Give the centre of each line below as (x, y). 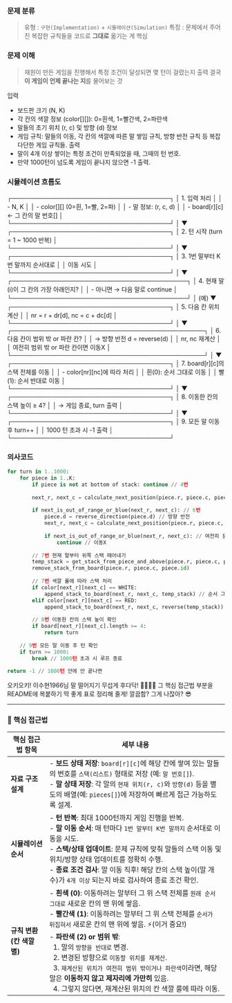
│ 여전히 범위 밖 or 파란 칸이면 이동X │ (59, 347)
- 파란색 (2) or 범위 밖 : (85, 937)
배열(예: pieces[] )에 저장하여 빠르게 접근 (127, 795)
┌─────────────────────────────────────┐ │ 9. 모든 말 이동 (114, 421)
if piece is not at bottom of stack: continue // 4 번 (110, 485)
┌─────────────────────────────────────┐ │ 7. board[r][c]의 (116, 363)
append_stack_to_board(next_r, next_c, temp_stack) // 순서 (131, 594)
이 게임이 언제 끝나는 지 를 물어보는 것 (73, 80)
